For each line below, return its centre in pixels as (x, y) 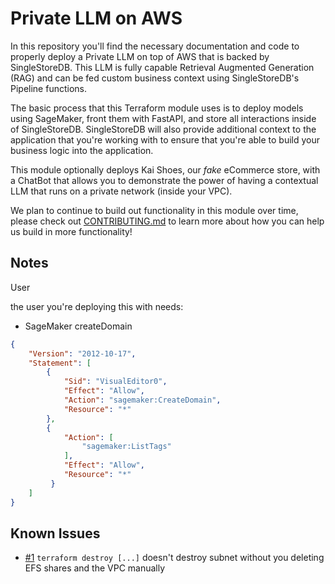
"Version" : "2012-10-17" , (82, 353)
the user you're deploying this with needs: (97, 306)
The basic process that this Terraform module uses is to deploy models (157, 108)
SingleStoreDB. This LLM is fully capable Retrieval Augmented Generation (162, 67)
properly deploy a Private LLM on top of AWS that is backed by (140, 56)
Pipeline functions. (49, 88)
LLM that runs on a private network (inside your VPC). (121, 191)
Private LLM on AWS (96, 18)
